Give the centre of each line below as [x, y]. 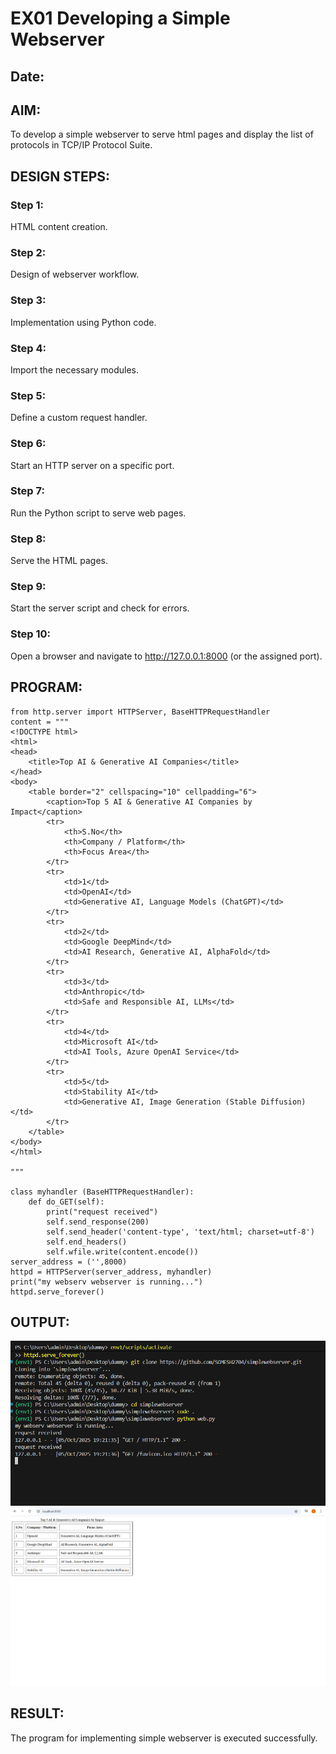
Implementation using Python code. [83, 322]
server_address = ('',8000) [69, 1262]
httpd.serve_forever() [57, 1292]
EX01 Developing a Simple [120, 18]
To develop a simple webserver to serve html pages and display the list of [162, 134]
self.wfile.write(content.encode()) [122, 1252]
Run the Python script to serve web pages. [98, 513]
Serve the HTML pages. [59, 561]
